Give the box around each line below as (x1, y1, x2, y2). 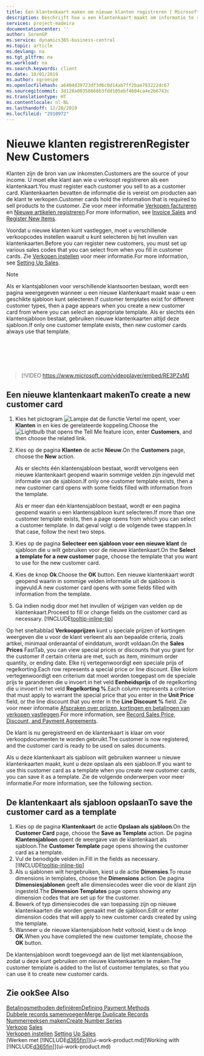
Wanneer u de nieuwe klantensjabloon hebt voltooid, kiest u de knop (15, 926, 187, 933)
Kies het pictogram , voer (15, 415, 180, 423)
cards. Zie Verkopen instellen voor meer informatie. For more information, (6, 253, 189, 260)
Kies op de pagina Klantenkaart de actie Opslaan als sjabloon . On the (15, 823, 190, 830)
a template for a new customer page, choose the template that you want (15, 553, 198, 560)
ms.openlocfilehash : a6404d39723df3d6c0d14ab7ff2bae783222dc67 (6, 83, 170, 89)
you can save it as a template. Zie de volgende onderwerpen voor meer (6, 773, 185, 781)
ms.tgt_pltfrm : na (6, 54, 53, 60)
